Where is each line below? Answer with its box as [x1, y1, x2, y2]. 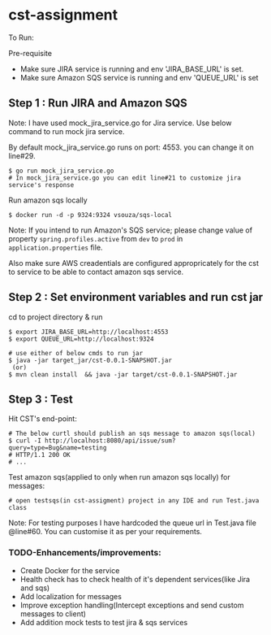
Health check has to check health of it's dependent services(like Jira [19, 574, 250, 584]
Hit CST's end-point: [8, 414, 77, 424]
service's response [8, 180, 75, 189]
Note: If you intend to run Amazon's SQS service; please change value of [8, 225, 253, 235]
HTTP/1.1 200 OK [15, 451, 71, 459]
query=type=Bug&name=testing [8, 444, 107, 452]
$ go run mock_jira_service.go [8, 167, 114, 175]
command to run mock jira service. [8, 126, 125, 136]
